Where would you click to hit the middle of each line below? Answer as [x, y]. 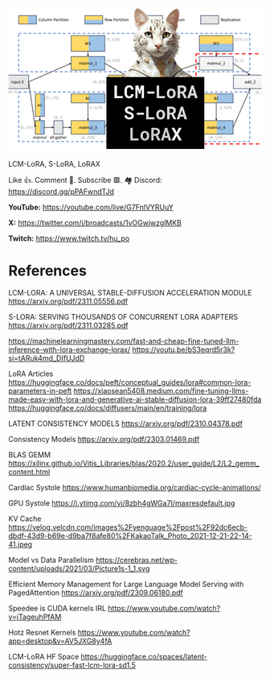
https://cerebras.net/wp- [137, 560]
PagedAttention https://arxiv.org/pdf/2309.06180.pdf [96, 593]
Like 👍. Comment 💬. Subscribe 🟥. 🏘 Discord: [85, 180]
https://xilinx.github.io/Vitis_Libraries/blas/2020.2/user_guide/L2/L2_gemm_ [134, 464]
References [47, 271]
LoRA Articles [31, 374]
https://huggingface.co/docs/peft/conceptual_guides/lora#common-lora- [130, 382]
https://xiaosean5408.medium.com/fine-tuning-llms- [161, 391]
